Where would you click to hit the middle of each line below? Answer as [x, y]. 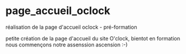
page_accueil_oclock [58, 11]
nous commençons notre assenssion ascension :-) [67, 45]
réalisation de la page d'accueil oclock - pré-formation [71, 27]
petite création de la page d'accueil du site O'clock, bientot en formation [93, 38]
